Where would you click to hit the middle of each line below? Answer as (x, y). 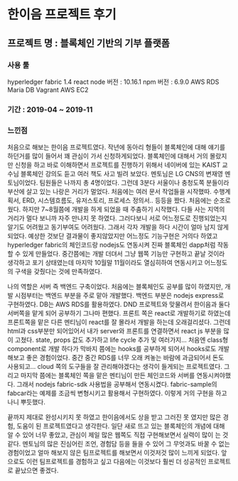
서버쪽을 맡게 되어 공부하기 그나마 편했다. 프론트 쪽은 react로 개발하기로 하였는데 (119, 313)
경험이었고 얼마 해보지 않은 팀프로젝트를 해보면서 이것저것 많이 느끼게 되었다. (114, 453)
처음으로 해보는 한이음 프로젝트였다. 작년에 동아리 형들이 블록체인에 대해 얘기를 (117, 147)
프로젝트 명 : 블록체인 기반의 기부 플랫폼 (89, 43)
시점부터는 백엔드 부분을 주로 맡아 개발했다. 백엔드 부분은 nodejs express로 (119, 296)
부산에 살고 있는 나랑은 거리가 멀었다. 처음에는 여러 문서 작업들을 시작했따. (109, 192)
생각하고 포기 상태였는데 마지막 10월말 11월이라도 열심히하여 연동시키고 (105, 263)
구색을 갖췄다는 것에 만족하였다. (58, 271)
